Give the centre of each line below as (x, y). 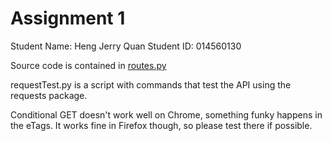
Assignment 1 (68, 18)
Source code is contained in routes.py (88, 65)
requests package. (49, 95)
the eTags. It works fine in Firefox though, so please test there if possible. (161, 125)
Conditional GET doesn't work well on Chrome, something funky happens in (166, 114)
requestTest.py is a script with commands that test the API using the (151, 84)
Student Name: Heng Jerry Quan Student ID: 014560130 (126, 46)
